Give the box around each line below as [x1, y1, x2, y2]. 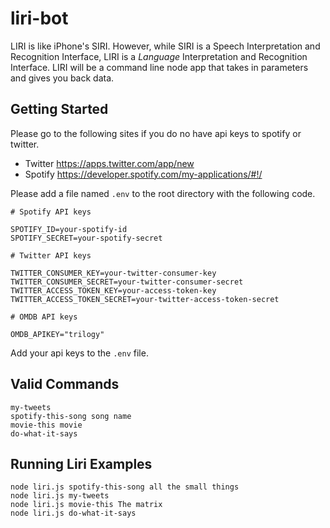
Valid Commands [10, 376, 120, 393]
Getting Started [10, 101, 109, 118]
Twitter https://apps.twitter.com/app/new [24, 157, 195, 169]
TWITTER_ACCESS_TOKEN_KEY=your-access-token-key [10, 285, 217, 296]
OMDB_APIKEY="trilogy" [10, 329, 105, 339]
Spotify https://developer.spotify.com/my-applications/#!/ [24, 168, 263, 180]
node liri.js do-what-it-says [10, 508, 137, 519]
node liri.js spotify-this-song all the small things [10, 482, 240, 492]
